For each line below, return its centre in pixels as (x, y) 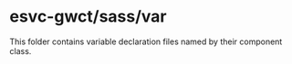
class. (21, 50)
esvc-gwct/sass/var (88, 17)
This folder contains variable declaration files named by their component (146, 41)
